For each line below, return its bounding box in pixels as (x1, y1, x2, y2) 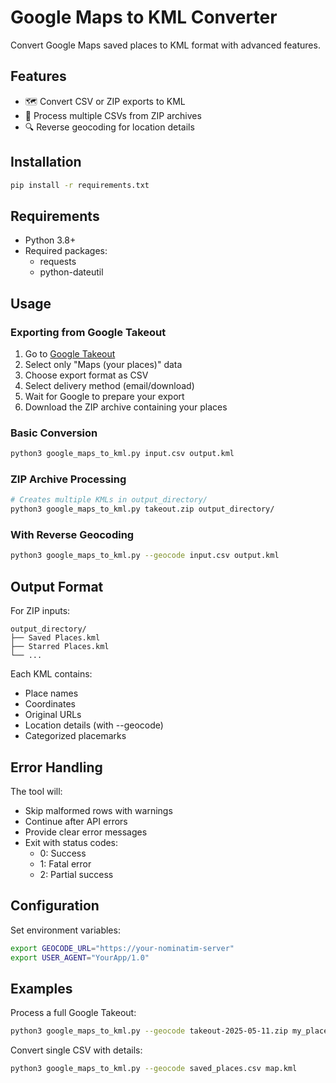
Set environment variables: (10, 924, 121, 936)
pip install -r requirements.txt (10, 180, 150, 190)
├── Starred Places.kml (10, 642, 110, 652)
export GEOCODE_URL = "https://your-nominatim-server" (10, 943, 235, 953)
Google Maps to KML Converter (10, 6, 278, 29)
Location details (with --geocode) (24, 719, 164, 731)
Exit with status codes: (24, 836, 119, 848)
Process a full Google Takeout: (10, 1007, 137, 1019)
